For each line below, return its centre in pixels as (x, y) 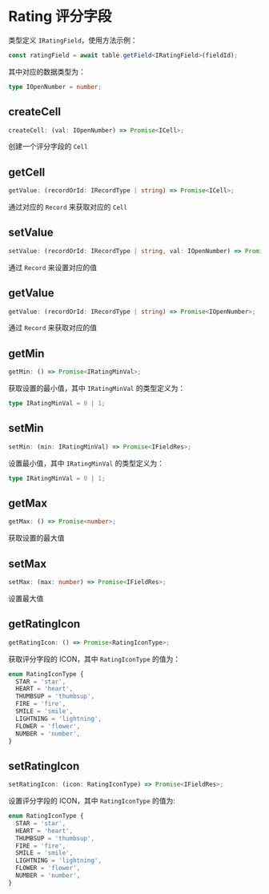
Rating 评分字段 (60, 16)
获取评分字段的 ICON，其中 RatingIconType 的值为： (94, 658)
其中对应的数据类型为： (47, 71)
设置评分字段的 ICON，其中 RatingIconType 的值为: (92, 801)
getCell (27, 172)
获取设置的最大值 (36, 538)
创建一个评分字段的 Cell (48, 147)
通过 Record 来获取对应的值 (53, 328)
